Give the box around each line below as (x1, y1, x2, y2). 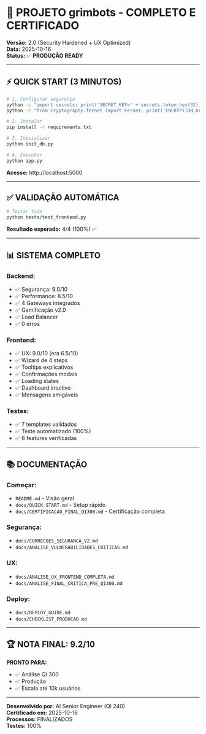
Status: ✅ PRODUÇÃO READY (6, 52, 83, 59)
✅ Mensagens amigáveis (15, 391, 78, 398)
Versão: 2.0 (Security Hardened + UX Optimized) (6, 39, 131, 46)
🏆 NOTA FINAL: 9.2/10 (6, 639, 95, 650)
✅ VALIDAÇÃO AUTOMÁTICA (6, 193, 120, 203)
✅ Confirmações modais (15, 371, 78, 378)
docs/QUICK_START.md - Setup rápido (15, 501, 106, 509)
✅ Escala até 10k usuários (15, 684, 81, 692)
